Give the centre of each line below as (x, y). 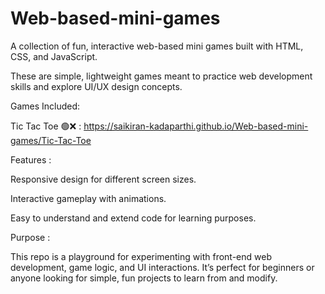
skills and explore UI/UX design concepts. (96, 86)
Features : (31, 159)
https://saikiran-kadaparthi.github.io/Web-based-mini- (196, 126)
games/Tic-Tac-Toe (51, 140)
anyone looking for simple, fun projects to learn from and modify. (144, 278)
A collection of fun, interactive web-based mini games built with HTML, (157, 46)
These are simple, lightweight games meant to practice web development (161, 76)
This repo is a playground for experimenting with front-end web (141, 256)
